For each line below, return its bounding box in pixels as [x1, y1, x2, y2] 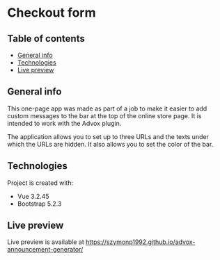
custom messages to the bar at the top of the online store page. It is [7, 111, 202, 120]
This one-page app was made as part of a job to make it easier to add [7, 104, 207, 113]
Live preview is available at [7, 238, 85, 246]
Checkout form [7, 5, 96, 21]
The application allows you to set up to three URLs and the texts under [7, 132, 209, 140]
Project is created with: [7, 179, 74, 187]
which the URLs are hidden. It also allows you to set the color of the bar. [7, 140, 214, 148]
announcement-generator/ [7, 245, 84, 254]
